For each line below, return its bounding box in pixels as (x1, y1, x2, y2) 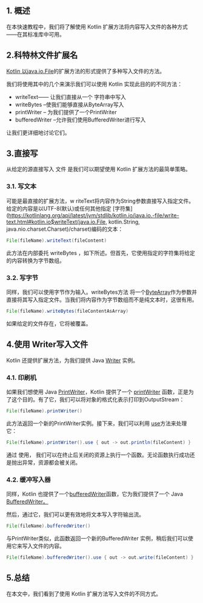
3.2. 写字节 (6, 273, 38, 282)
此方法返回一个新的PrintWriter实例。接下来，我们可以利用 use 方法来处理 (6, 420, 187, 427)
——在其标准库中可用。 (6, 30, 65, 38)
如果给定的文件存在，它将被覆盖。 (6, 319, 92, 327)
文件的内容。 (32, 542, 65, 550)
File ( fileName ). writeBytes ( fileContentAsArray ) (6, 308, 129, 314)
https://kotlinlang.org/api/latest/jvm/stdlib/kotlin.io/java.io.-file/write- (8, 211, 180, 219)
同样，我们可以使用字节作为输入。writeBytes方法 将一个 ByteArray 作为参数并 (6, 288, 198, 296)
